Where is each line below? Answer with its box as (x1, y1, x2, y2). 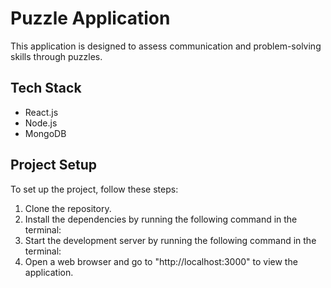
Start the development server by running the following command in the (24, 234, 317, 246)
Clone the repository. (24, 202, 112, 214)
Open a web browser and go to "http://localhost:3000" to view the (24, 255, 298, 267)
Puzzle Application (10, 7, 171, 30)
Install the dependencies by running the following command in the (24, 213, 298, 225)
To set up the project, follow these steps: (10, 183, 179, 195)
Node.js (24, 117, 58, 129)
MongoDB (24, 127, 67, 139)
